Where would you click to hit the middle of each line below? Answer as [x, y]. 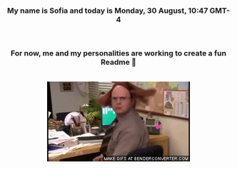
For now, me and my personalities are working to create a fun [118, 53]
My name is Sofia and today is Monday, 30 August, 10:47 [107, 11]
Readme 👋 [118, 62]
